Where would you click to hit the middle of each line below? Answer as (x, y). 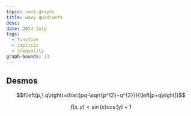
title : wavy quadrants (35, 17)
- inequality (28, 51)
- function (25, 40)
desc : (13, 23)
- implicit (25, 46)
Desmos (22, 81)
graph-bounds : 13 (28, 56)
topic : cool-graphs (31, 12)
